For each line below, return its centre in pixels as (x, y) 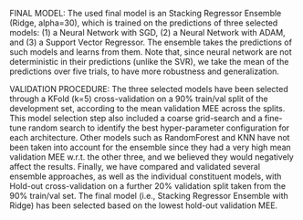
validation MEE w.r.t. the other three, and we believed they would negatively (151, 157)
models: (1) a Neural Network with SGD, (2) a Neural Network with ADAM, (147, 32)
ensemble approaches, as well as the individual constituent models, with (146, 176)
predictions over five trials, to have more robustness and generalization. (145, 71)
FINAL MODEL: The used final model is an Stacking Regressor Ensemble (146, 13)
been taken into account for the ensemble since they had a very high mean (151, 147)
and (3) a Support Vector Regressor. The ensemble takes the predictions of (151, 42)
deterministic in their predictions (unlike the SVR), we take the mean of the (149, 62)
